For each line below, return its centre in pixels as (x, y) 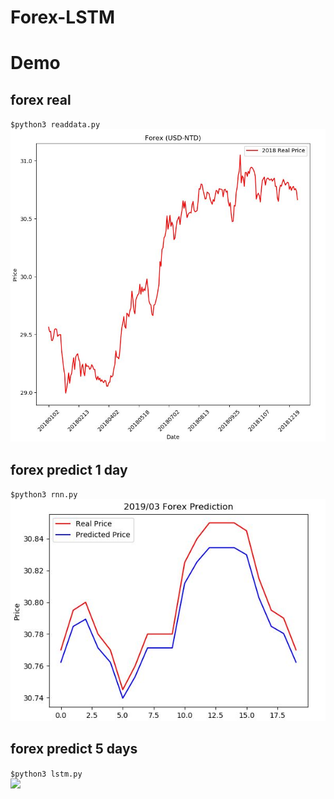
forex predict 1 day (69, 469)
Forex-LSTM (63, 17)
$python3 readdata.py (55, 125)
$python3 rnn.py (44, 495)
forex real (41, 99)
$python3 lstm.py (46, 774)
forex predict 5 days (74, 749)
